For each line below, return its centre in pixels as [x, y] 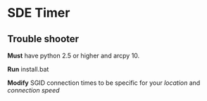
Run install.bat [28, 69]
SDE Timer [39, 13]
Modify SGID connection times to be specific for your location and [104, 83]
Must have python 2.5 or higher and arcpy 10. [74, 55]
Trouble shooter [43, 39]
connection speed [33, 90]
